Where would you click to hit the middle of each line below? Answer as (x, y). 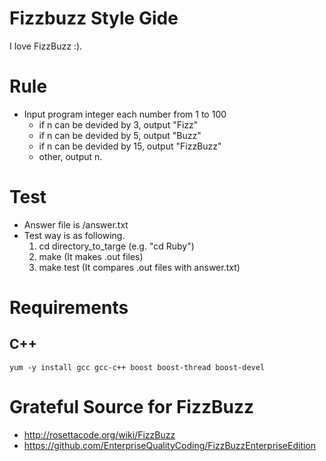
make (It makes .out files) (91, 256)
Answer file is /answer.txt (76, 224)
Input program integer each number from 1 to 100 (125, 114)
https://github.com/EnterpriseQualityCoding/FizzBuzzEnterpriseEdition (170, 445)
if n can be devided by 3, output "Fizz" (118, 124)
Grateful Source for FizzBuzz (132, 407)
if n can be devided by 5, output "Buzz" (120, 135)
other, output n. (70, 156)
